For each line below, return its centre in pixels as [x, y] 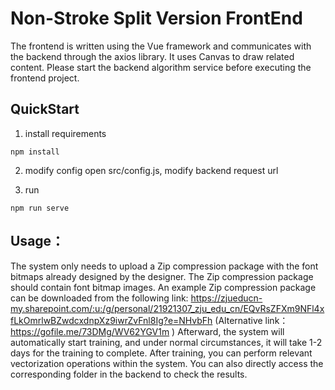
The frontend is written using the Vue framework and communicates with [161, 46]
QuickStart [45, 109]
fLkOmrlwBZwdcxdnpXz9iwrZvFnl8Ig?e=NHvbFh [111, 320]
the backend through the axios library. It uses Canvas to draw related [152, 56]
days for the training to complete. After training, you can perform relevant [161, 353]
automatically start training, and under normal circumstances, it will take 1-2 [166, 342]
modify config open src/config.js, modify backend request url [151, 170]
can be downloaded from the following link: [99, 298]
